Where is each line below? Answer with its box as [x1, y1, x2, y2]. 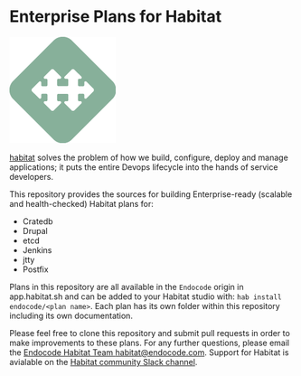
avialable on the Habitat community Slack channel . [9, 356, 198, 367]
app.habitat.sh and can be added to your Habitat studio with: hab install [9, 291, 282, 302]
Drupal [22, 225, 48, 236]
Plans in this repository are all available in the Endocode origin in [9, 281, 244, 292]
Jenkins [22, 244, 52, 255]
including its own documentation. [9, 310, 134, 321]
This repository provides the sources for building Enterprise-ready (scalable [9, 188, 293, 200]
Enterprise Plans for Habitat [9, 6, 222, 27]
